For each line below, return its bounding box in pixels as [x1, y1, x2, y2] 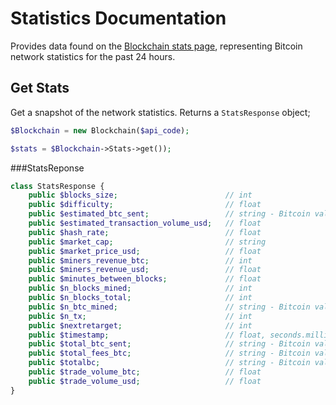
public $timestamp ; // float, [28, 330, 267, 340]
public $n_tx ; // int [28, 311, 253, 321]
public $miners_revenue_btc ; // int [28, 255, 253, 266]
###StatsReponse [10, 162, 85, 174]
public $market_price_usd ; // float [28, 246, 262, 256]
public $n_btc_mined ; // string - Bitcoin [28, 302, 311, 312]
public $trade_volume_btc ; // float [28, 367, 262, 377]
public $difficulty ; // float [28, 200, 262, 210]
